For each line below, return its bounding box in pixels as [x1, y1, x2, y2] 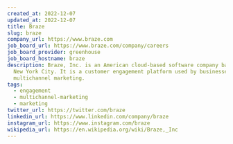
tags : [7, 81, 23, 88]
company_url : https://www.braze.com [7, 36, 113, 43]
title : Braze [7, 23, 45, 30]
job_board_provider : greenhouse [7, 49, 101, 56]
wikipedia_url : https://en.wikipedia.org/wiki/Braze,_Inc [7, 126, 178, 133]
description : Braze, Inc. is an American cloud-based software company [7, 62, 218, 69]
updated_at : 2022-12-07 [7, 17, 76, 24]
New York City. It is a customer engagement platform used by [13, 68, 197, 75]
